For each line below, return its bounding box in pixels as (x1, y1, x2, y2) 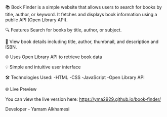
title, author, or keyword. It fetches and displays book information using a (5, 12, 157, 17)
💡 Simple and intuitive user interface (5, 64, 81, 70)
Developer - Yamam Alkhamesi (5, 106, 70, 112)
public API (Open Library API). (5, 17, 68, 23)
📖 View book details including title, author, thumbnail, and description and (5, 38, 159, 45)
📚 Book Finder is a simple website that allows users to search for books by (5, 4, 162, 10)
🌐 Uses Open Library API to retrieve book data (5, 54, 102, 60)
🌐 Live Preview (5, 86, 37, 92)
